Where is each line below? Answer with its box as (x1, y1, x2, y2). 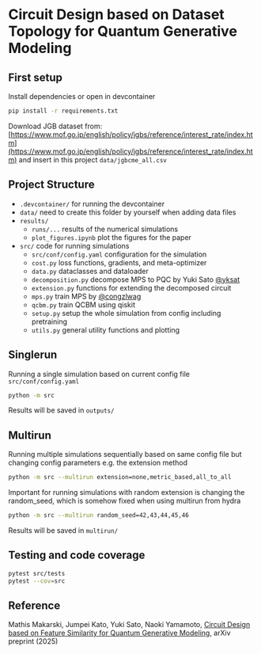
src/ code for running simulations (19, 241, 130, 250)
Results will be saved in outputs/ (8, 405, 115, 415)
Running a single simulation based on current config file (8, 369, 190, 378)
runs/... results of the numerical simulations (31, 224, 179, 234)
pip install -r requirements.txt (8, 107, 119, 115)
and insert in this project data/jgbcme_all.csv (18, 154, 168, 164)
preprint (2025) (8, 637, 59, 646)
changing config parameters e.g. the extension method (8, 458, 188, 468)
